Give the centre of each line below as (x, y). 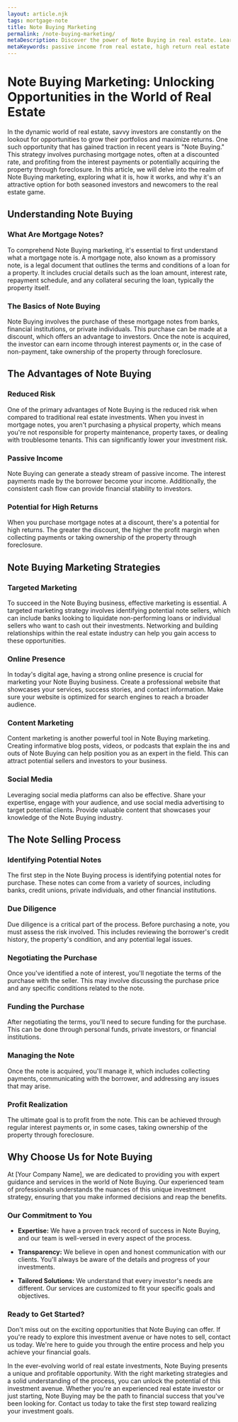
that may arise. (29, 1086)
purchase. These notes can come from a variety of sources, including (109, 883)
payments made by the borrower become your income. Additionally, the (112, 481)
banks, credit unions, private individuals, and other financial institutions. (112, 890)
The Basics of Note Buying (54, 306)
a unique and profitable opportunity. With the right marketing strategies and (118, 1374)
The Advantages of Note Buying (80, 374)
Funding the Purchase (46, 1006)
